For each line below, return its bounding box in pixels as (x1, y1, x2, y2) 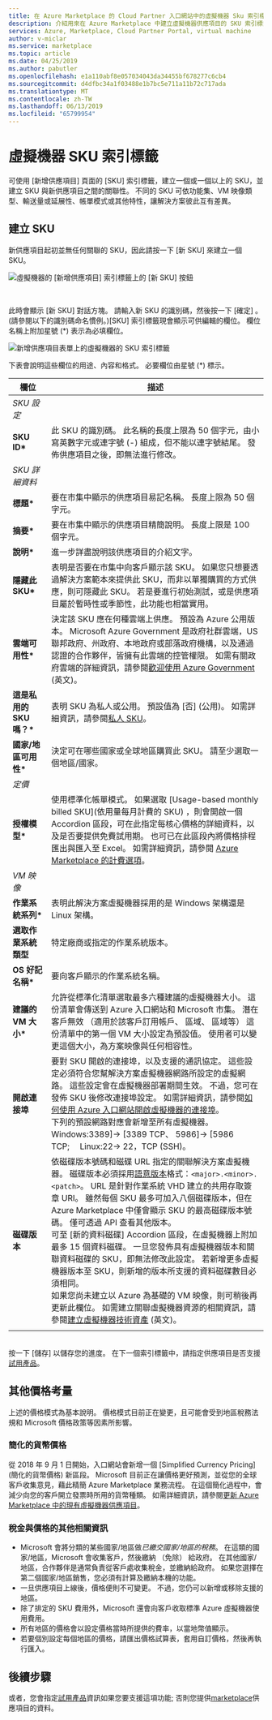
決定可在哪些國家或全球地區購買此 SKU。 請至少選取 (51, 745, 251, 756)
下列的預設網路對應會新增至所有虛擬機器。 (51, 1116, 214, 1128)
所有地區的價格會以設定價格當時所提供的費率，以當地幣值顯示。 (19, 1623, 233, 1633)
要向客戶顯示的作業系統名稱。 (51, 970, 165, 982)
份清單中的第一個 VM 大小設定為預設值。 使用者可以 (51, 1028, 249, 1039)
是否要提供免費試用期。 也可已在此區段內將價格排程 (59, 830, 257, 841)
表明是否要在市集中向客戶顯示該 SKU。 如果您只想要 (51, 561, 251, 573)
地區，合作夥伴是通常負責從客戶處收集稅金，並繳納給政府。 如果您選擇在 (19, 1563, 264, 1572)
